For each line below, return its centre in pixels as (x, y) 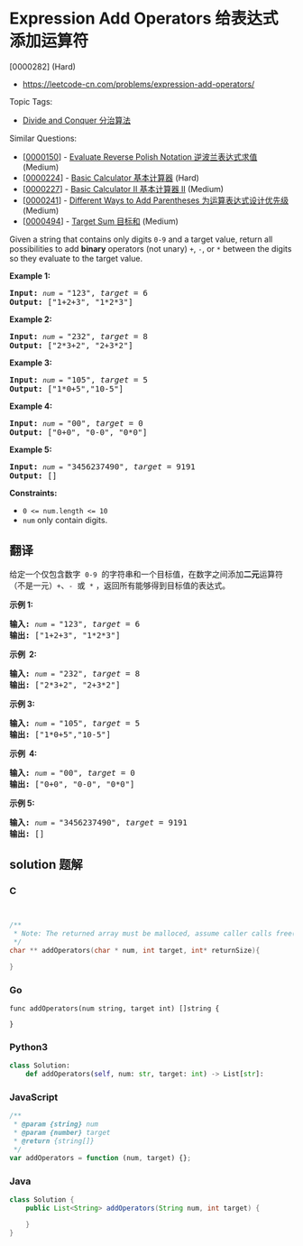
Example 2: (31, 319)
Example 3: (31, 363)
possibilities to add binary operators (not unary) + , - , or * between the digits (151, 248)
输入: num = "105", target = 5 (75, 723)
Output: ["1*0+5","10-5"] (67, 388)
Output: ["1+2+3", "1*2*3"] (71, 302)
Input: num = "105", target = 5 (79, 379)
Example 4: (31, 406)
